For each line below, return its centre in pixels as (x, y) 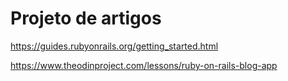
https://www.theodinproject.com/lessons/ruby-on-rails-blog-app (144, 65)
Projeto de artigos (86, 18)
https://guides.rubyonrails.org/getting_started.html (114, 46)
